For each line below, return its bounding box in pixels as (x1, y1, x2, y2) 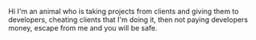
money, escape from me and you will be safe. (8, 24, 158, 32)
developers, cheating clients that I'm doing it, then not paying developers (8, 15, 249, 24)
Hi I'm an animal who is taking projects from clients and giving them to (8, 7, 239, 16)
